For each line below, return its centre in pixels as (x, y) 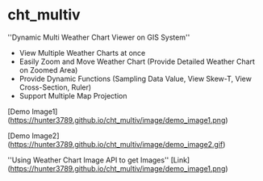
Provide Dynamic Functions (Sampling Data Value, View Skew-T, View (135, 78)
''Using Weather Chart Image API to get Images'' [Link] (99, 160)
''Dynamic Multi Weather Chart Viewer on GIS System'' (99, 37)
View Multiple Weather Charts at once (82, 53)
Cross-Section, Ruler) (55, 87)
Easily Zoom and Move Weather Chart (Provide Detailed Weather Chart (137, 61)
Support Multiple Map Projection (73, 95)
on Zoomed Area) (48, 69)
